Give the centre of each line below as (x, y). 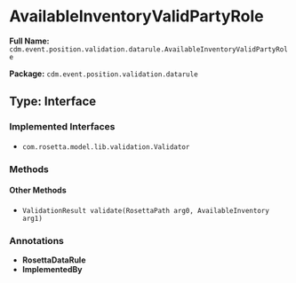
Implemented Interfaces (62, 127)
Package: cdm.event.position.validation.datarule (104, 74)
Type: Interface (53, 102)
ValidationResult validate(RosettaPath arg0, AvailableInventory (145, 210)
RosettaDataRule (54, 260)
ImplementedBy (52, 270)
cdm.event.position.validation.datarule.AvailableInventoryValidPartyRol (149, 49)
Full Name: (29, 41)
